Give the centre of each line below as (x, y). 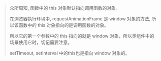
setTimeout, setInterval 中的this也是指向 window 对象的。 (70, 53)
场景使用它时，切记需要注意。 (41, 42)
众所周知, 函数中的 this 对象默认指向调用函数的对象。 (65, 8)
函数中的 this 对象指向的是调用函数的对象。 (64, 25)
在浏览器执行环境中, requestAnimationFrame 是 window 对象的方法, (80, 19)
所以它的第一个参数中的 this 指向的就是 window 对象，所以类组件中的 (82, 36)
